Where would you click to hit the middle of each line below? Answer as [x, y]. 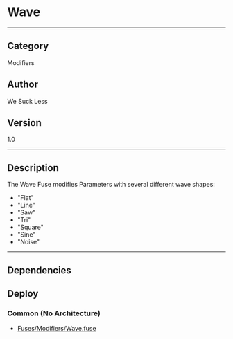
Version [24, 123]
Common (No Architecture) [54, 313]
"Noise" [28, 242]
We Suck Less [27, 101]
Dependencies [39, 270]
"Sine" [26, 235]
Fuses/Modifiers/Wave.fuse [57, 329]
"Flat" [25, 198]
